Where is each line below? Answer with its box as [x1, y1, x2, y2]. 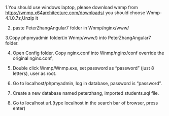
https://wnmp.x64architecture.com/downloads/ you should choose [5, 10, 146, 16]
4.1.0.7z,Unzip [5, 15, 35, 21]
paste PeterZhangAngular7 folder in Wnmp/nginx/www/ [12, 25, 129, 31]
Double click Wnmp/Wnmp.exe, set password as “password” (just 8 [12, 65, 154, 71]
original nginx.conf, [12, 55, 53, 61]
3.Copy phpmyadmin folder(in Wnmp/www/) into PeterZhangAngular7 [5, 35, 151, 41]
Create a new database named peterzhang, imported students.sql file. [12, 90, 159, 96]
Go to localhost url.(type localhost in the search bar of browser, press [12, 100, 158, 106]
